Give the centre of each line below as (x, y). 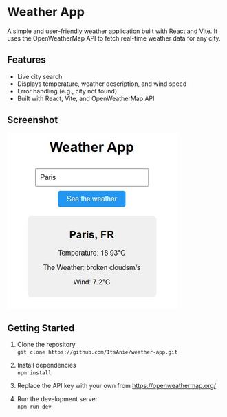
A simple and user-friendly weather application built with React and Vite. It (112, 31)
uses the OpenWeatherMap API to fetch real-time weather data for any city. (114, 38)
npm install (34, 373)
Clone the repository (46, 345)
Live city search (40, 76)
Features (26, 60)
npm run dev (34, 407)
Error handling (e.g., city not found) (67, 91)
